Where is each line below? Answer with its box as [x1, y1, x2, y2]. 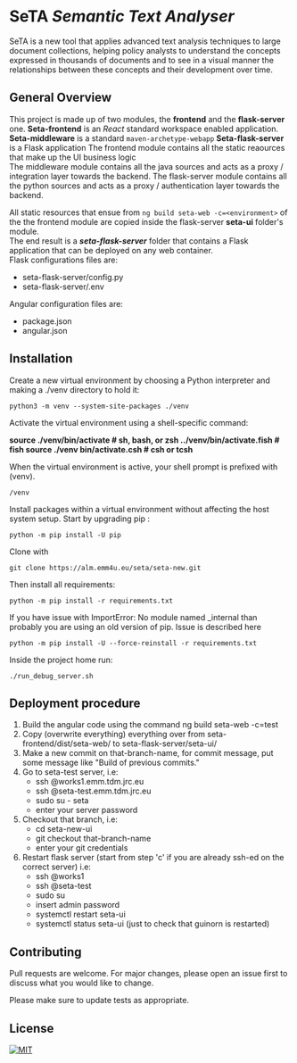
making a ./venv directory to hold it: [9, 384, 140, 394]
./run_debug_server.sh [9, 671, 94, 680]
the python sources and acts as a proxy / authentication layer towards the [9, 180, 280, 191]
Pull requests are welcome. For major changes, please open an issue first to [9, 968, 288, 979]
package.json [21, 315, 73, 327]
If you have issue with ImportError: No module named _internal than [9, 611, 258, 622]
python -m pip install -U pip [9, 530, 122, 539]
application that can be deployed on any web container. [9, 245, 214, 255]
